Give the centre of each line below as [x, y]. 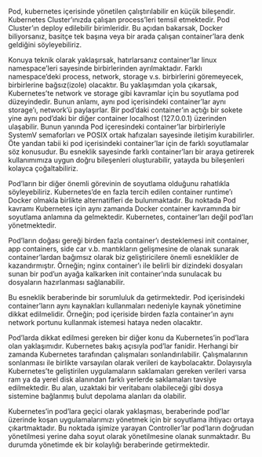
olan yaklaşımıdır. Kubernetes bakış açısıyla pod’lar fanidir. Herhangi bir [124, 346]
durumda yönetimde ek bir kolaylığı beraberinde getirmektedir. [109, 444]
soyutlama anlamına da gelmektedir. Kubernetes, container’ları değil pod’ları [131, 217]
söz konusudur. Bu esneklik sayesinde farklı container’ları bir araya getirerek [131, 152]
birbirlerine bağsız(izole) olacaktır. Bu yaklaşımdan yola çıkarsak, [113, 85]
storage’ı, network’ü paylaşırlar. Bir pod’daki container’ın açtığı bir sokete [126, 110]
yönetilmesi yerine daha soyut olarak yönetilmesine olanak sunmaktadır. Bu [129, 436]
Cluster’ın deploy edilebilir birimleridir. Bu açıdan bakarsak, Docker [116, 28]
